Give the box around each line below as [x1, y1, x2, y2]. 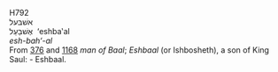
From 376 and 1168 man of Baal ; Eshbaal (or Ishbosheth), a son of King [9, 45, 270, 55]
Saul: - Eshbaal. [9, 54, 66, 64]
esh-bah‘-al [9, 35, 53, 46]
